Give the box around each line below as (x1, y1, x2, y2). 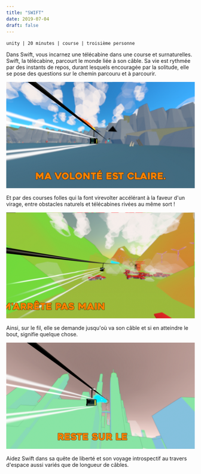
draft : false (6, 22, 39, 28)
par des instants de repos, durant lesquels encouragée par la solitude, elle (6, 63, 190, 71)
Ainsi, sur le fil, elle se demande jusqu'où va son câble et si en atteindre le (6, 324, 188, 332)
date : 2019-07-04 (6, 16, 50, 22)
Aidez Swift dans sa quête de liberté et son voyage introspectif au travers (6, 455, 187, 462)
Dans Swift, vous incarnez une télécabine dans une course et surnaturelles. (6, 51, 193, 58)
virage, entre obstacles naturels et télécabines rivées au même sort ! (6, 200, 175, 208)
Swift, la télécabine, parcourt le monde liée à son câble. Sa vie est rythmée (6, 57, 191, 65)
